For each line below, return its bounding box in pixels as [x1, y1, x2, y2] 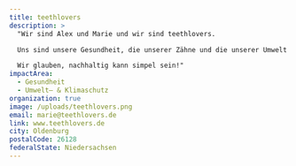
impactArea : [9, 70, 53, 79]
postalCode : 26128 [9, 135, 77, 144]
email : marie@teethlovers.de [9, 110, 117, 119]
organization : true [9, 94, 82, 102]
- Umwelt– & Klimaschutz [17, 86, 109, 94]
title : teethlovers [9, 12, 82, 22]
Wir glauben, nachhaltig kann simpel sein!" [17, 61, 184, 71]
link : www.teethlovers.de [9, 118, 105, 128]
